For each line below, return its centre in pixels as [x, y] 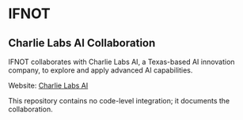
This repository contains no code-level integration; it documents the [119, 101]
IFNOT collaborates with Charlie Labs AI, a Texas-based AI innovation [121, 62]
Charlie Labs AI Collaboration [82, 43]
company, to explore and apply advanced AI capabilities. [101, 70]
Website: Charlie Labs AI [48, 85]
